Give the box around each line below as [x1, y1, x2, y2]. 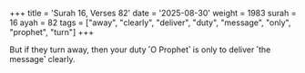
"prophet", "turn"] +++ [9, 27, 94, 37]
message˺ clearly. [9, 54, 76, 64]
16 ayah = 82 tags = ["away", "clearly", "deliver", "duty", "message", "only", [9, 17, 291, 28]
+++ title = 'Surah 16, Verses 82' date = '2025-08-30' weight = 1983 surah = [9, 8, 297, 18]
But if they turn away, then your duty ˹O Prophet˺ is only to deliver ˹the [9, 44, 271, 55]
